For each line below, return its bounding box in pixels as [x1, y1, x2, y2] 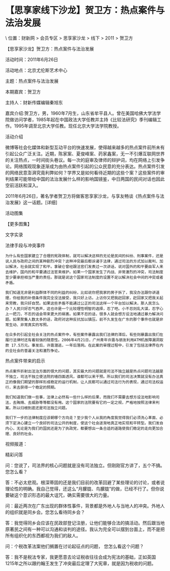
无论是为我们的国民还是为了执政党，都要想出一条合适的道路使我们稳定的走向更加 [16, 426, 160, 431]
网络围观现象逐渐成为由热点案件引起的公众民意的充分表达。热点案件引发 [14, 163, 165, 169]
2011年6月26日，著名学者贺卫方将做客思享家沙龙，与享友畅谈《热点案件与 [5, 193, 160, 199]
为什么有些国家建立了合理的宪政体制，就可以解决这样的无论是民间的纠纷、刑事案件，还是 [5, 253, 163, 258]
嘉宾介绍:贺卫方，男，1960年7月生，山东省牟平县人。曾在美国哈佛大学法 [5, 110, 157, 116]
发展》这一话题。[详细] [9, 199, 58, 205]
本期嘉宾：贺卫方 [5, 89, 41, 95]
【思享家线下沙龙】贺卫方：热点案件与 [5, 5, 165, 16]
